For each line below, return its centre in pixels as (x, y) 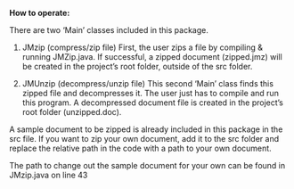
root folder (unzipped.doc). (72, 112)
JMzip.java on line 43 (49, 175)
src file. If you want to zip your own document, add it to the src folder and (144, 139)
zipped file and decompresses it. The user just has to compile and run (150, 93)
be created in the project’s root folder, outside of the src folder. (137, 66)
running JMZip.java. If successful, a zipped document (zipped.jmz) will (152, 57)
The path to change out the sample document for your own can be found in (147, 165)
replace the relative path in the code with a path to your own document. (140, 148)
